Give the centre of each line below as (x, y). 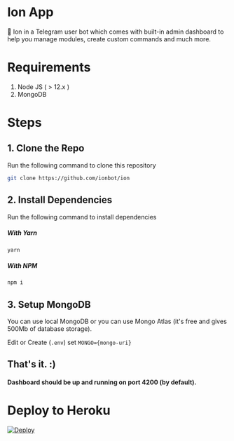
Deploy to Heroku (59, 411)
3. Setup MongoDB (49, 305)
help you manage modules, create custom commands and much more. (109, 39)
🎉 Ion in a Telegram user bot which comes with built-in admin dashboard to (116, 32)
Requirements (49, 68)
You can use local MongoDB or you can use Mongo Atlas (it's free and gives (117, 321)
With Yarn (22, 233)
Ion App (30, 12)
